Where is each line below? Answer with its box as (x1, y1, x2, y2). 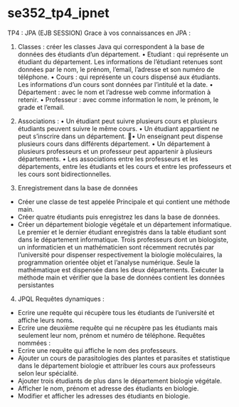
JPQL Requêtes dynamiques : (17, 294, 105, 303)
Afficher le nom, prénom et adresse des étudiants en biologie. (17, 383, 199, 393)
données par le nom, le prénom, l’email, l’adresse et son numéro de (17, 65, 215, 73)
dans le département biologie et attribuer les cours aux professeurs (17, 361, 216, 370)
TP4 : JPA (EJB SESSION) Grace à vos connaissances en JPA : (7, 29, 191, 37)
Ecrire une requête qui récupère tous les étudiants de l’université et (17, 308, 215, 316)
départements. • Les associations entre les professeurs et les (17, 155, 198, 163)
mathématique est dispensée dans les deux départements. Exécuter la (17, 265, 224, 274)
